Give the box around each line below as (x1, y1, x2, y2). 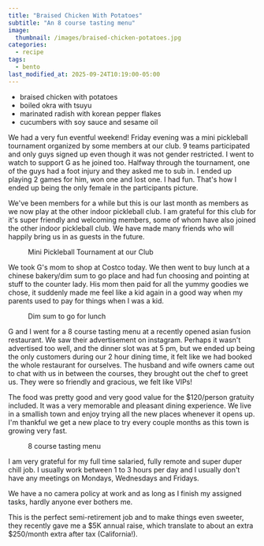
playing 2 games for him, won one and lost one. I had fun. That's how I (8, 175, 237, 184)
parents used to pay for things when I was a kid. (8, 296, 164, 305)
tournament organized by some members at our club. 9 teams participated (8, 141, 251, 150)
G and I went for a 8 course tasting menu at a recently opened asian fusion (8, 326, 251, 336)
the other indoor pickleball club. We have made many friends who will (8, 223, 235, 233)
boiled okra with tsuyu (19, 100, 92, 110)
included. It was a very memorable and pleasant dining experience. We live (8, 401, 252, 410)
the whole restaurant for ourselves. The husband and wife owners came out (8, 360, 255, 370)
